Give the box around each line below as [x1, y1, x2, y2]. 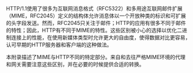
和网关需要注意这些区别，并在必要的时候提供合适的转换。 [6, 61, 144, 68]
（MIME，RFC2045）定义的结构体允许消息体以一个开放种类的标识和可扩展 [6, 12, 186, 19]
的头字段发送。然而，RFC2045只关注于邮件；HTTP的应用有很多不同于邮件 [6, 20, 186, 26]
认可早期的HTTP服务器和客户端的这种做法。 [6, 41, 112, 48]
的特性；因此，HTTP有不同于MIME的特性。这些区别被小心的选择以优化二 [6, 27, 182, 34]
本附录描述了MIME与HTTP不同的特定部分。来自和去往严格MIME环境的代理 [6, 54, 186, 60]
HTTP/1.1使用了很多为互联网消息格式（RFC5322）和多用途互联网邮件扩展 [6, 5, 183, 12]
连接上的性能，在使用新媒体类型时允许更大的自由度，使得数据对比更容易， [11, 34, 191, 41]
